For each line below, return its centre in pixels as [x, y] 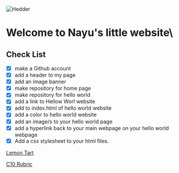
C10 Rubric [19, 164]
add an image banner [40, 82]
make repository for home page [53, 89]
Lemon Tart [20, 152]
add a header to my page [45, 75]
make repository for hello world [53, 95]
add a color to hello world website [55, 115]
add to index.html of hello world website [63, 108]
